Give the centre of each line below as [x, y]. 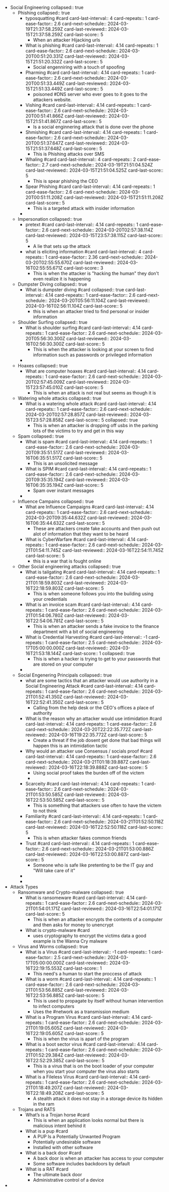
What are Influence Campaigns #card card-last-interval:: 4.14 [90, 507]
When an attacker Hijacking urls [67, 40]
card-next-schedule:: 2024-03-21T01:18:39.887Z [77, 762]
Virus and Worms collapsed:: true [53, 946]
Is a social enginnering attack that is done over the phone [93, 127]
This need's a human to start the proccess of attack [87, 974]
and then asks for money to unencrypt [73, 925]
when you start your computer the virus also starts [86, 1071]
